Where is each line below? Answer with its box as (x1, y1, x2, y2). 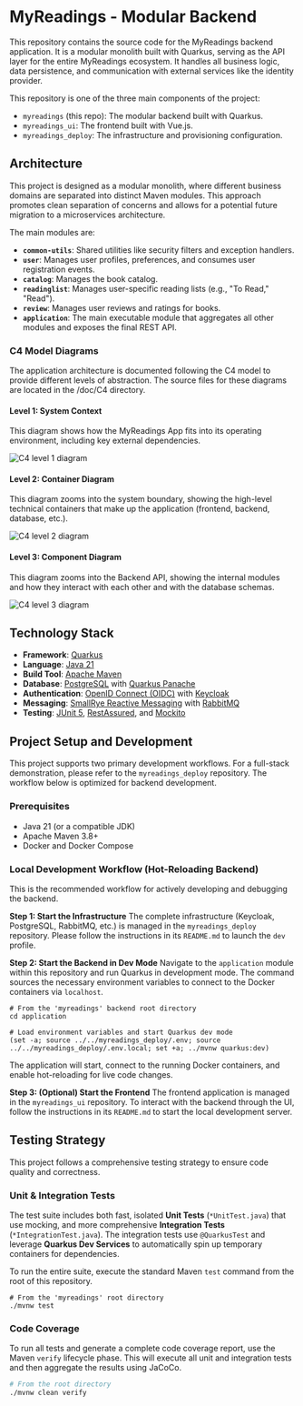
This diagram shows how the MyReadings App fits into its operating (9, 426, 262, 437)
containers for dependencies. (9, 1248, 120, 1259)
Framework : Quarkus (22, 649, 103, 660)
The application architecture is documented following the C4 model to (9, 366, 271, 377)
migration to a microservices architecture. (9, 209, 166, 220)
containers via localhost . (9, 986, 104, 997)
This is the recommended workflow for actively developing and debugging (9, 883, 288, 894)
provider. (9, 75, 44, 85)
